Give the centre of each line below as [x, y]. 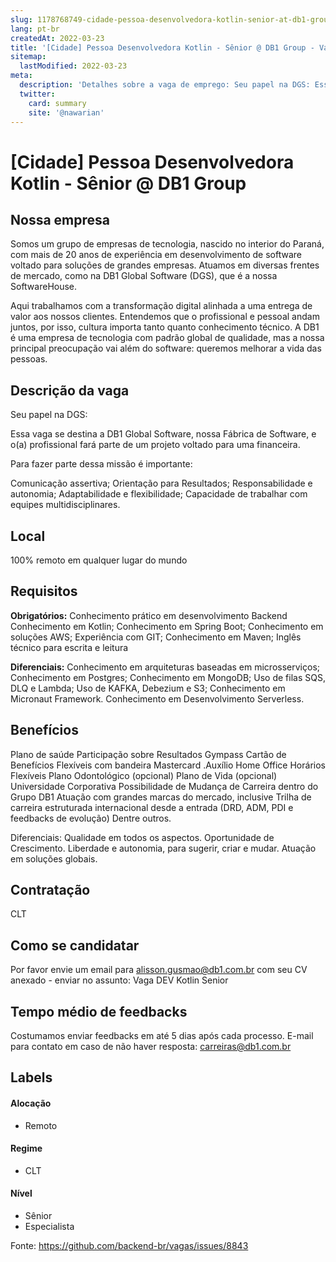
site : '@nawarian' [66, 112]
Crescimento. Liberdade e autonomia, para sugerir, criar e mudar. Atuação [163, 848]
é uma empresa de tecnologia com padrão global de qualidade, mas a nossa [167, 338]
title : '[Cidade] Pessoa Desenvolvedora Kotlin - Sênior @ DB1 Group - [162, 47]
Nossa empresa [60, 219]
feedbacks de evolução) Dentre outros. [91, 818]
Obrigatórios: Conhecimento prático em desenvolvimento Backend [149, 615]
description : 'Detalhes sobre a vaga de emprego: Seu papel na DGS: [165, 85]
